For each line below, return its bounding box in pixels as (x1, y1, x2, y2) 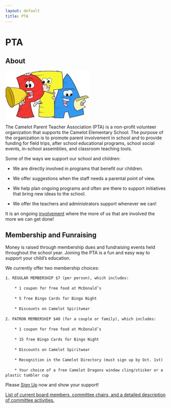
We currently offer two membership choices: (5, 265, 100, 271)
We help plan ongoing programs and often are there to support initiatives (12, 185, 166, 191)
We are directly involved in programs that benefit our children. (12, 165, 143, 171)
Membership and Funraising (5, 230, 97, 239)
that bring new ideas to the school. (12, 190, 86, 197)
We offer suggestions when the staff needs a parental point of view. (12, 175, 156, 181)
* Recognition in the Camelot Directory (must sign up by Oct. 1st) (14, 357, 163, 363)
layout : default (5, 8, 40, 13)
